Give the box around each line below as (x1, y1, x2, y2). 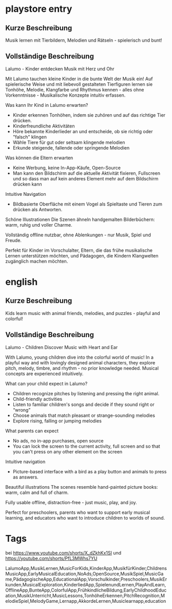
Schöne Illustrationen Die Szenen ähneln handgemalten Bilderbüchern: (5, 216, 155, 223)
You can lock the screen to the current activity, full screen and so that (12, 443, 160, 449)
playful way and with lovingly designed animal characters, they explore (5, 359, 156, 365)
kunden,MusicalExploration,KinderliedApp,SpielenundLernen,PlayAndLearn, (5, 581, 166, 587)
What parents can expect (5, 428, 59, 434)
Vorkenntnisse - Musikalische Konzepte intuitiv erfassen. (5, 92, 126, 98)
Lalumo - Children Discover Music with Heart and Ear (5, 344, 118, 350)
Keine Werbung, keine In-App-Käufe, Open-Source (12, 164, 121, 171)
